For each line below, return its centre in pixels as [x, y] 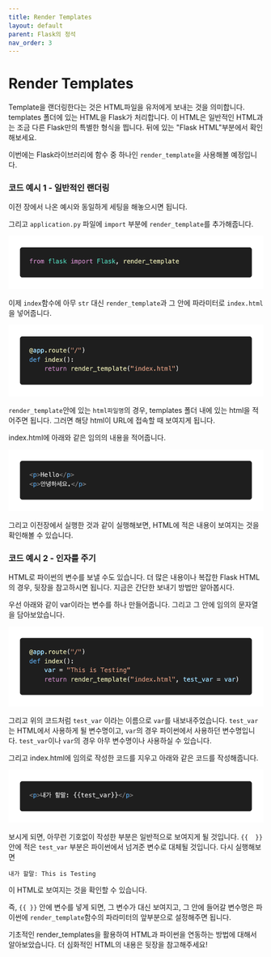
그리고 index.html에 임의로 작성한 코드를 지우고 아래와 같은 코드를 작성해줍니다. [133, 758]
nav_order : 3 [30, 43]
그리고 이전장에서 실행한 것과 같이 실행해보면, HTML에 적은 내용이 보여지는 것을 [134, 525]
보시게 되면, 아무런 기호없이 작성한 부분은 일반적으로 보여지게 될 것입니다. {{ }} [135, 836]
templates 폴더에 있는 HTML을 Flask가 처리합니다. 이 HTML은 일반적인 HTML [133, 117]
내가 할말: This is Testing [52, 874]
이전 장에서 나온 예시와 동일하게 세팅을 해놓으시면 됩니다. [98, 207]
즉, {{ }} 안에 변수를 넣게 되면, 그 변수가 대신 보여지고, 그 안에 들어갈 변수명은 [131, 907]
